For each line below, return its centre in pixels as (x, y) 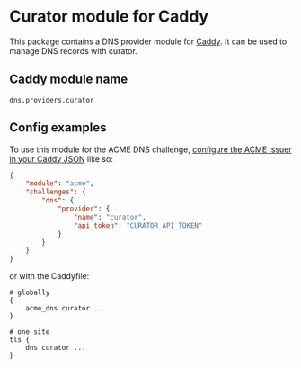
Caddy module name (69, 80)
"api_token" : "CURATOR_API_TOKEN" (138, 225)
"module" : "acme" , (60, 184)
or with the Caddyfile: (49, 276)
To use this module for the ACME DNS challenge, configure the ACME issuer (150, 149)
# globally (30, 293)
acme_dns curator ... (66, 309)
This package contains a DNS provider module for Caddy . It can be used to (148, 41)
